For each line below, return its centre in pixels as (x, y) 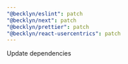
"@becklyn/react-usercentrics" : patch (64, 33)
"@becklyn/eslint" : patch (45, 14)
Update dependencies (39, 53)
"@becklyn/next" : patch (42, 20)
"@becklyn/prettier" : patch (48, 27)
